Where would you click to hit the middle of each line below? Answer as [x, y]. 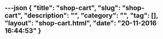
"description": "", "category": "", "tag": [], [91, 16]
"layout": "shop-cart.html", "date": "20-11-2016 [81, 23]
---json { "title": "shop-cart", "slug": [63, 8]
